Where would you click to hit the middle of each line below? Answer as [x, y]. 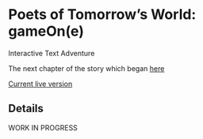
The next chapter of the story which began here [86, 68]
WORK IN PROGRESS [43, 127]
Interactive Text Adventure [52, 53]
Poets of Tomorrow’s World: [102, 15]
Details [26, 109]
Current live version [40, 84]
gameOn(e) [46, 31]
